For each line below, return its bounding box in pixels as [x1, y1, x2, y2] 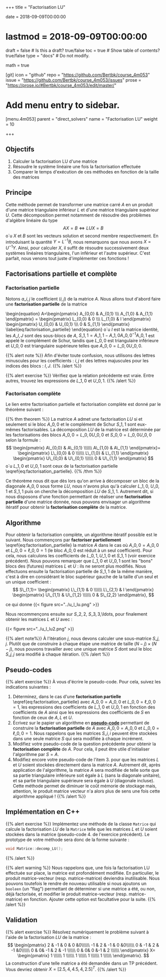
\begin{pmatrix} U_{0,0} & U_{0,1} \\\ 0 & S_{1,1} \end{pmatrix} [5, 321, 130, 327]
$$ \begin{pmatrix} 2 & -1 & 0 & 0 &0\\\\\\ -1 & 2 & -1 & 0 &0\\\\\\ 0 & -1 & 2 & [7, 942, 159, 948]
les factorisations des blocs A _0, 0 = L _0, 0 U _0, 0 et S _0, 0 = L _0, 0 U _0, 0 [5, 432, 152, 438]
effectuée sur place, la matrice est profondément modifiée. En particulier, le [5, 870, 159, 876]
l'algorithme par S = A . [12, 752, 59, 757]
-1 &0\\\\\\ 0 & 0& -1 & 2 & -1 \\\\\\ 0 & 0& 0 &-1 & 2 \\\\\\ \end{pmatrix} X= [11, 947, 156, 953]
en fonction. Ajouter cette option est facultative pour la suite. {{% [23, 896, 156, 902]
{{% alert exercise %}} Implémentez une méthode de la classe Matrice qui [5, 821, 157, 827]
